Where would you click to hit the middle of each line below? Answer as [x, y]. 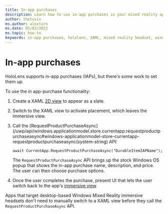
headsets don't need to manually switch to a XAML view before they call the [83, 200]
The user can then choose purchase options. [58, 170]
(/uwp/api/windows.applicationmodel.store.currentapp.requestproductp [86, 131]
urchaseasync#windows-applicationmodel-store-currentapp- [76, 136]
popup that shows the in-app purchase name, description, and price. [83, 165]
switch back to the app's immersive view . [55, 185]
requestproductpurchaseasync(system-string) [60, 141]
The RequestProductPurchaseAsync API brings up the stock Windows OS [86, 160]
